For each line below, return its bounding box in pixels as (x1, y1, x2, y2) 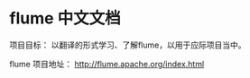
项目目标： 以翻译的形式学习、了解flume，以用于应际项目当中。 (9, 39, 246, 50)
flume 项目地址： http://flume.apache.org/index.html (9, 58, 205, 69)
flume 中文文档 (9, 8, 122, 29)
